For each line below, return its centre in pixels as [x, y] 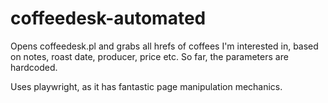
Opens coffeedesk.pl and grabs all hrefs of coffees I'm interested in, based [164, 46]
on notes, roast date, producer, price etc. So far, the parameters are [149, 56]
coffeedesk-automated [108, 18]
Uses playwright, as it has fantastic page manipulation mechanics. [146, 86]
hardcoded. [34, 67]
